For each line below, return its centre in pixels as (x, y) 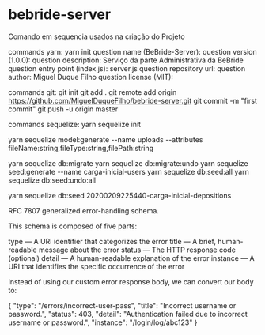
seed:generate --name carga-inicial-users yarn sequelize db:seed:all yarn (129, 171)
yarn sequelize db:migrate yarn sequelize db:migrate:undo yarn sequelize (128, 163)
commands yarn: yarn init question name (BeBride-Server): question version (132, 51)
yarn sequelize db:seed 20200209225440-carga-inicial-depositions (120, 195)
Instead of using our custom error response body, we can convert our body (131, 281)
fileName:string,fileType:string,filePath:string (81, 148)
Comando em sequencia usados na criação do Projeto (97, 36)
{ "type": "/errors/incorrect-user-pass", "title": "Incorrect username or (122, 305)
